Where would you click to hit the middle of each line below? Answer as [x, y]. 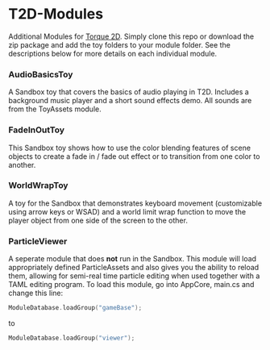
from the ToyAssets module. [55, 109]
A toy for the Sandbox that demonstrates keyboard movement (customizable [135, 203]
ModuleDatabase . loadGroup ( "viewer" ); [72, 338]
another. [22, 165]
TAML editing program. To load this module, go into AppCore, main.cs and [131, 285]
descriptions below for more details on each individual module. [113, 53]
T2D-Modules [56, 14]
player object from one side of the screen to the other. [98, 220]
